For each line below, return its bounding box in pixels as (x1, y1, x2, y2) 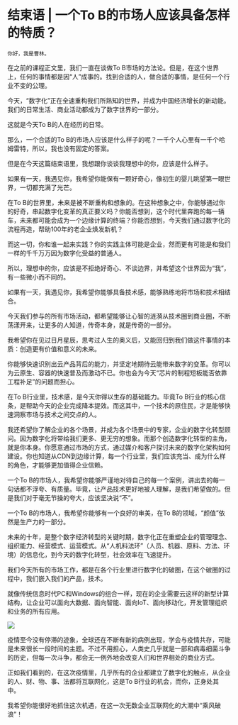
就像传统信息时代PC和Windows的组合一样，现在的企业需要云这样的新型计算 (7, 589, 229, 597)
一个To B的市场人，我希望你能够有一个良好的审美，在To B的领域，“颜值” (7, 509, 220, 517)
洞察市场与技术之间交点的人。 (13, 410, 101, 419)
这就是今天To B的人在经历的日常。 (7, 120, 108, 128)
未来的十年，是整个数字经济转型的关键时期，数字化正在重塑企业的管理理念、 (7, 532, 231, 541)
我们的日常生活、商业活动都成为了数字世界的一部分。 (7, 105, 163, 114)
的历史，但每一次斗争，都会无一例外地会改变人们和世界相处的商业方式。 (7, 653, 218, 661)
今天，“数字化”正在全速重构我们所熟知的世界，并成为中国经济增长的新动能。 (7, 96, 230, 104)
